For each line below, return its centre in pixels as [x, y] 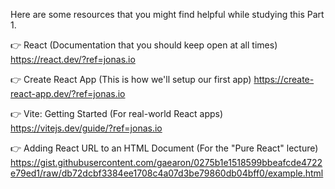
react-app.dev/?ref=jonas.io [68, 93]
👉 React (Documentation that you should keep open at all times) [144, 45]
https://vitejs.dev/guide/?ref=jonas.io [86, 128]
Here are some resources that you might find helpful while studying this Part [167, 14]
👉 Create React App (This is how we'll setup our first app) [131, 79]
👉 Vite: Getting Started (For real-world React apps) [117, 113]
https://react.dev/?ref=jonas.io [73, 59]
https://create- [284, 79]
